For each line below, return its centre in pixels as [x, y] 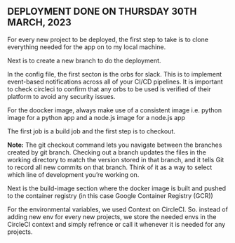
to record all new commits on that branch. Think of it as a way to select [110, 167]
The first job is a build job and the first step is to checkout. [91, 131]
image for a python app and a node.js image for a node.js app [96, 117]
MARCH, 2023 [39, 23]
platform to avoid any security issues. [61, 96]
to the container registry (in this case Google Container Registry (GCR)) [110, 195]
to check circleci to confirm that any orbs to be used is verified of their [109, 89]
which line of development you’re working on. [73, 174]
